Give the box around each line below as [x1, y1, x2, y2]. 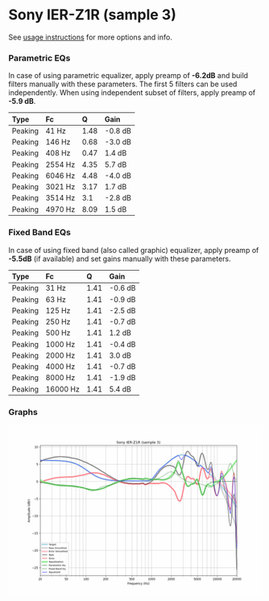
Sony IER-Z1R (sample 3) [8, 6, 177, 24]
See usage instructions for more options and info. [8, 32, 173, 42]
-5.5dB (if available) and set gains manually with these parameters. [8, 254, 231, 263]
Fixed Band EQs [8, 227, 71, 238]
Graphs [8, 406, 38, 417]
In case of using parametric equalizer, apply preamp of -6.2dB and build [8, 71, 248, 81]
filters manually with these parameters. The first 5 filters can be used [8, 79, 238, 89]
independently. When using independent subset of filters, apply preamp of [8, 88, 256, 97]
